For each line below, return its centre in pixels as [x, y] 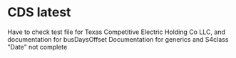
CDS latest [39, 12]
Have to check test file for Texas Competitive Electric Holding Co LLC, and [117, 32]
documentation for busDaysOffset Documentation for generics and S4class [118, 39]
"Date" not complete [37, 47]
